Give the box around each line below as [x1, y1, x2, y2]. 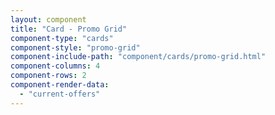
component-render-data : [10, 80, 110, 90]
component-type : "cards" [10, 33, 114, 43]
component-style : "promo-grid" [10, 42, 141, 53]
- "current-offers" [19, 89, 101, 99]
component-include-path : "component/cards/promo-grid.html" [10, 52, 267, 62]
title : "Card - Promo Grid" [10, 24, 128, 34]
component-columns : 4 [10, 61, 101, 71]
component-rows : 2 [10, 71, 87, 81]
